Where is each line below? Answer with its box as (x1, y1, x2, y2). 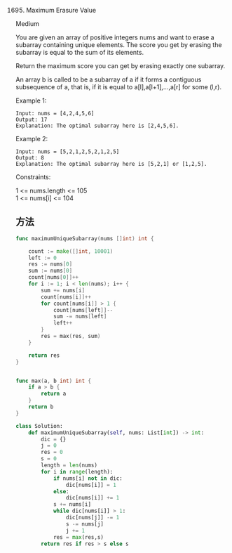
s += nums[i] (53, 501, 91, 508)
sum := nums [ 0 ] (28, 267, 73, 275)
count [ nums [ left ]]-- (53, 306, 114, 313)
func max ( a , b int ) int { (15, 377, 91, 384)
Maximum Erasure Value (25, 6, 97, 14)
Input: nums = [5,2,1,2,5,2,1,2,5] (15, 148, 120, 155)
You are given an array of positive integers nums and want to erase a (15, 33, 214, 41)
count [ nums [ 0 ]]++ (28, 274, 79, 281)
